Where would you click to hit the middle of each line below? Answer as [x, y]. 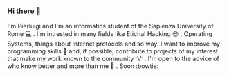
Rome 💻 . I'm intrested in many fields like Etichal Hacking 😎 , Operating [110, 34]
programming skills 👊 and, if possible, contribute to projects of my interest [112, 51]
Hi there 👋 [24, 11]
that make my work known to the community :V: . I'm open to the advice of [113, 59]
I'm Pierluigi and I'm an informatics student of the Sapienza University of [110, 26]
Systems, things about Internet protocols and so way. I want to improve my [113, 44]
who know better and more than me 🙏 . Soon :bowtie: [83, 66]
